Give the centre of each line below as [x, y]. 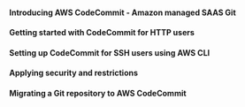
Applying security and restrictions [74, 73]
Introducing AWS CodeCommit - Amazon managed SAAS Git [122, 12]
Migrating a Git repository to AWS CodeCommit [98, 93]
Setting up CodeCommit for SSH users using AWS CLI [110, 52]
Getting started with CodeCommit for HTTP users [102, 33]
